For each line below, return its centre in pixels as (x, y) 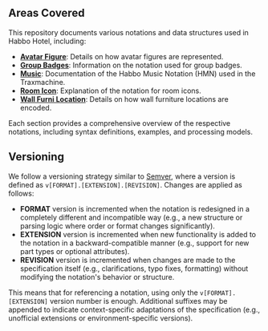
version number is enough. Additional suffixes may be (138, 301)
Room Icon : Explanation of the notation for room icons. (111, 91)
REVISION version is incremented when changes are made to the (128, 260)
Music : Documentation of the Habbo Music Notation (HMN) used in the (138, 73)
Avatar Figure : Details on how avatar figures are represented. (122, 56)
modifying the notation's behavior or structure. (97, 277)
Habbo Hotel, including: (47, 41)
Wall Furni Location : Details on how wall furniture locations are (124, 99)
